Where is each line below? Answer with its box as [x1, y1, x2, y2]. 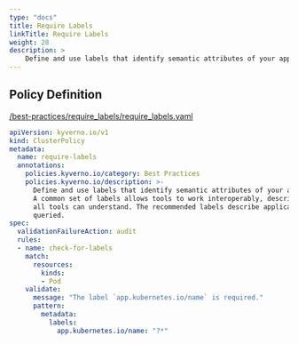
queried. [32, 211, 66, 220]
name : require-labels [17, 153, 98, 162]
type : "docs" [9, 12, 58, 22]
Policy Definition [9, 87, 103, 102]
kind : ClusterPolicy [9, 136, 86, 145]
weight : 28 [9, 37, 50, 47]
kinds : [41, 268, 66, 277]
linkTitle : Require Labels [9, 29, 109, 38]
